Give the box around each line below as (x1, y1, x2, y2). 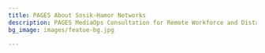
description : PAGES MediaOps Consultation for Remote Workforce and (8, 19, 238, 26)
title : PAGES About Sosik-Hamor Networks (8, 11, 147, 19)
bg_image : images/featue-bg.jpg (8, 26, 114, 34)
